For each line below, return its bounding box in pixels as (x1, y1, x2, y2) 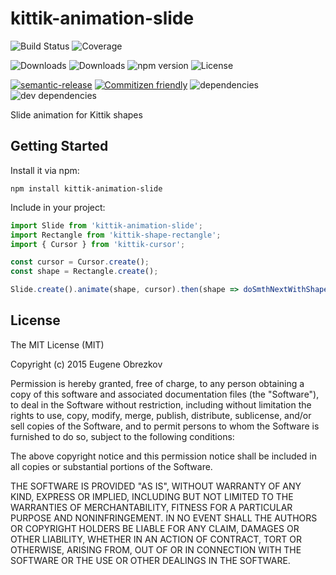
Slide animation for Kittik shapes (10, 108, 143, 121)
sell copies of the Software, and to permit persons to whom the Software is (10, 420, 320, 432)
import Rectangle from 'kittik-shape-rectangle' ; (10, 230, 222, 240)
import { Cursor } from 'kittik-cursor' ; (10, 239, 186, 249)
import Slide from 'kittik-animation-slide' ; (10, 220, 203, 231)
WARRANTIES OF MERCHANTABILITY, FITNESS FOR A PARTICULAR (10, 501, 293, 513)
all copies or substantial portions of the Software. (10, 460, 213, 472)
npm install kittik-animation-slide (10, 183, 163, 194)
